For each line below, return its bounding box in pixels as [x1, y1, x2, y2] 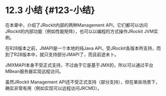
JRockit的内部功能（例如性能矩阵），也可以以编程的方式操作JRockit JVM [5, 28, 154, 34]
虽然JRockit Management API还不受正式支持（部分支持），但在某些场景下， [5, 78, 160, 85]
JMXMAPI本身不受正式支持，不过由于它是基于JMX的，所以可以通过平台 [5, 62, 153, 68]
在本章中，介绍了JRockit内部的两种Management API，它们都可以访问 [5, 22, 148, 28]
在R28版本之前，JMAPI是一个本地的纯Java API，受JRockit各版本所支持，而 [5, 45, 161, 51]
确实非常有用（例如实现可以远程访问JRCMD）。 [5, 85, 102, 91]
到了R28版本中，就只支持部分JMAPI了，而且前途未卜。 [5, 51, 119, 57]
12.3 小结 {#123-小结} [5, 4, 95, 16]
